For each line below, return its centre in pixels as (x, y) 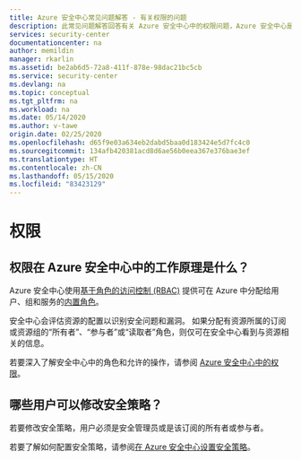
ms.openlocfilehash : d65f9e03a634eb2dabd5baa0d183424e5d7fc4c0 (130, 143)
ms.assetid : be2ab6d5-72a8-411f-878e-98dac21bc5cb (106, 68)
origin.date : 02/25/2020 (56, 135)
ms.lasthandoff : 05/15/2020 (62, 176)
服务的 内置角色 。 (72, 302)
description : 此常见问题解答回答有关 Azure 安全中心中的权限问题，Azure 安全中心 (148, 26)
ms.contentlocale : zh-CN (56, 168)
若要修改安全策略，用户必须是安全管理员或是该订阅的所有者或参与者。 (139, 428)
